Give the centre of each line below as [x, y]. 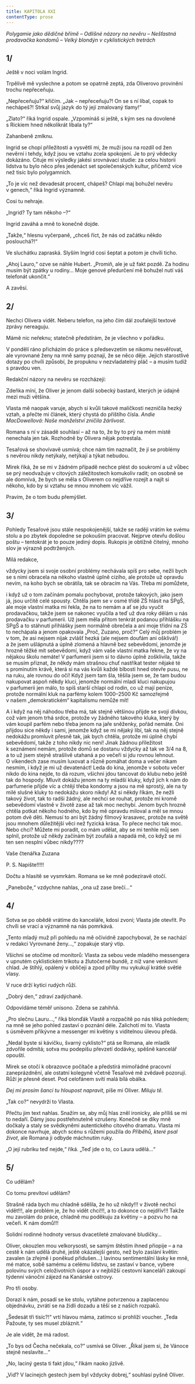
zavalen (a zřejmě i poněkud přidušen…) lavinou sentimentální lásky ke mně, [97, 1258]
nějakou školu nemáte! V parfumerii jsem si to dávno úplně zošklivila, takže [96, 656]
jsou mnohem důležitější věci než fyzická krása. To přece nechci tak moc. [94, 823]
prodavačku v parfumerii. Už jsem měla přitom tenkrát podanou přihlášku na [97, 619]
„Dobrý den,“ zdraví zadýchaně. [45, 996]
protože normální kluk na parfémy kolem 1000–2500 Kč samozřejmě [88, 694]
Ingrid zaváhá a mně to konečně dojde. [53, 224]
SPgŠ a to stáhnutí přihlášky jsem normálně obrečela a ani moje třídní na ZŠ [97, 625]
